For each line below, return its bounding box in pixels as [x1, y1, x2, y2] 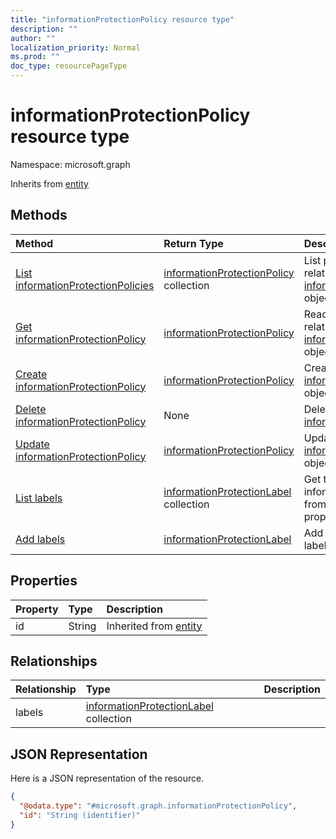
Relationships [10, 652, 98, 670]
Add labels [15, 532, 66, 546]
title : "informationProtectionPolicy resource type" [10, 14, 235, 25]
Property [15, 602, 59, 616]
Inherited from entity [106, 619, 203, 633]
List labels [15, 491, 63, 505]
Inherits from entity [10, 177, 89, 190]
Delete [15, 402, 47, 416]
